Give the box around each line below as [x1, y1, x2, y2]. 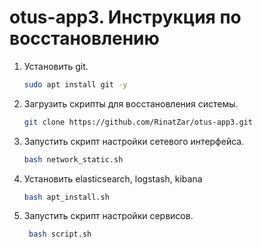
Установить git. [23, 60, 89, 72]
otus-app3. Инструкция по [9, 6, 242, 29]
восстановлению [9, 27, 160, 50]
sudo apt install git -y [23, 79, 128, 90]
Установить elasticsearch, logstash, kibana [23, 172, 203, 185]
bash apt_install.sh [23, 192, 110, 202]
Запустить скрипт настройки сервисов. [23, 210, 194, 222]
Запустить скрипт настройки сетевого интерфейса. [23, 135, 245, 147]
